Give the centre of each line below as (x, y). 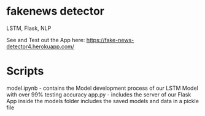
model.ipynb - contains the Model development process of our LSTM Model (102, 88)
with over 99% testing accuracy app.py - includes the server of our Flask (99, 94)
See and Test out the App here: (46, 40)
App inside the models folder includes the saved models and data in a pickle (103, 101)
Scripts (25, 71)
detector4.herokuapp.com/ (41, 46)
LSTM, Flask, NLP (29, 28)
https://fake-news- (110, 40)
